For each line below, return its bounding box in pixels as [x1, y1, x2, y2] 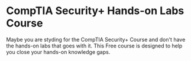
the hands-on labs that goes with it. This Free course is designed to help [6, 42, 183, 49]
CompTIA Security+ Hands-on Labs [6, 4, 184, 18]
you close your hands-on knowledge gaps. [6, 48, 111, 55]
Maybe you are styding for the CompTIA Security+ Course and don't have [6, 36, 186, 43]
